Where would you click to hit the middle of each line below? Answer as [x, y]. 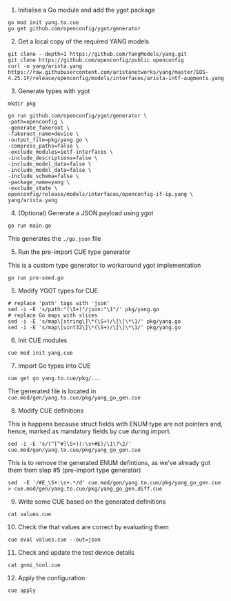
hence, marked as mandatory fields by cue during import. [90, 431]
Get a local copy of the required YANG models [83, 41]
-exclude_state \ [33, 188]
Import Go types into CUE [54, 366]
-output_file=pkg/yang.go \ [48, 140]
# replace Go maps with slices [53, 315]
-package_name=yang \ [39, 182]
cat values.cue [30, 514]
